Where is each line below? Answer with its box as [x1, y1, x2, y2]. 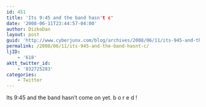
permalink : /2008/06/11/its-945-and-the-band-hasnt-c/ [6, 43, 150, 50]
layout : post [6, 32, 40, 38]
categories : [6, 72, 37, 78]
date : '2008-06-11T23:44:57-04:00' [6, 20, 97, 26]
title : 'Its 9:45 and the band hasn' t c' [6, 15, 114, 21]
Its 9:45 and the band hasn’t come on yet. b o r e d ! [6, 94, 137, 101]
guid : [6, 37, 20, 43]
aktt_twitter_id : [6, 60, 51, 66]
